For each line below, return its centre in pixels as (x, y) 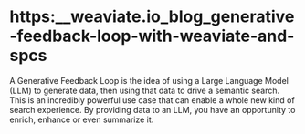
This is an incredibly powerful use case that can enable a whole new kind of (152, 100)
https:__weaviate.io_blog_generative (152, 17)
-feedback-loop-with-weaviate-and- (152, 36)
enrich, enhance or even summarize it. (82, 119)
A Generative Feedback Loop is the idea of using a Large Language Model (149, 80)
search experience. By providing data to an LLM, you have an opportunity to (152, 109)
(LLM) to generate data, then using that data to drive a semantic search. (145, 90)
